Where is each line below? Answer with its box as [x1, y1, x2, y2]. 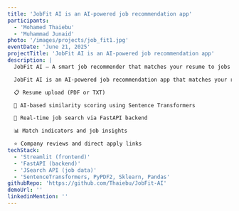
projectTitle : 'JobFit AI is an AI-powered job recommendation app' [7, 50, 215, 58]
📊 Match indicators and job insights [14, 127, 128, 135]
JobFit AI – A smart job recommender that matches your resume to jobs [14, 63, 231, 70]
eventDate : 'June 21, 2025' [7, 43, 91, 50]
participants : [7, 17, 50, 24]
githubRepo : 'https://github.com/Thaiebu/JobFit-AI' [7, 180, 167, 187]
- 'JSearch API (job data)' [14, 166, 97, 174]
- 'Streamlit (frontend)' [14, 153, 91, 161]
